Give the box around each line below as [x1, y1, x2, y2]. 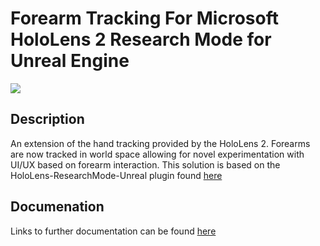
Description [10, 111, 85, 128]
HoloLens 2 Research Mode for [10, 28, 272, 51]
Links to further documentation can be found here [10, 225, 217, 237]
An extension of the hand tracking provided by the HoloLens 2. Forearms [10, 137, 311, 149]
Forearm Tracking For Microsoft [10, 7, 279, 30]
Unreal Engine [10, 50, 130, 72]
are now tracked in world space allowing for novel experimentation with [10, 148, 305, 160]
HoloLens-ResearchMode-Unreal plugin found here [10, 169, 223, 181]
